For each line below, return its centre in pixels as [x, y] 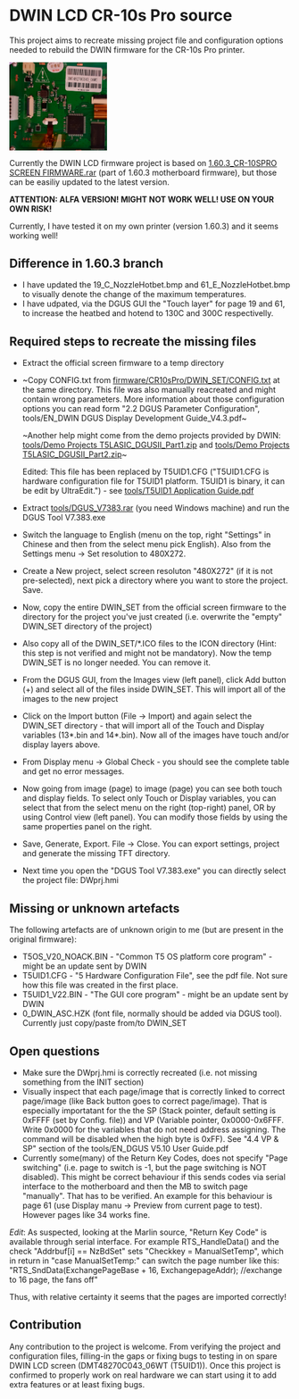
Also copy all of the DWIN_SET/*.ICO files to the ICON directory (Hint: [149, 644]
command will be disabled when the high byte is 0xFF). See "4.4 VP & [150, 1138]
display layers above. [61, 745]
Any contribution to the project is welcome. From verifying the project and [145, 1346]
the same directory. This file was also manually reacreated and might [149, 390]
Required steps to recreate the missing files [133, 341]
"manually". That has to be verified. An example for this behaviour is [147, 1195]
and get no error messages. [73, 771]
